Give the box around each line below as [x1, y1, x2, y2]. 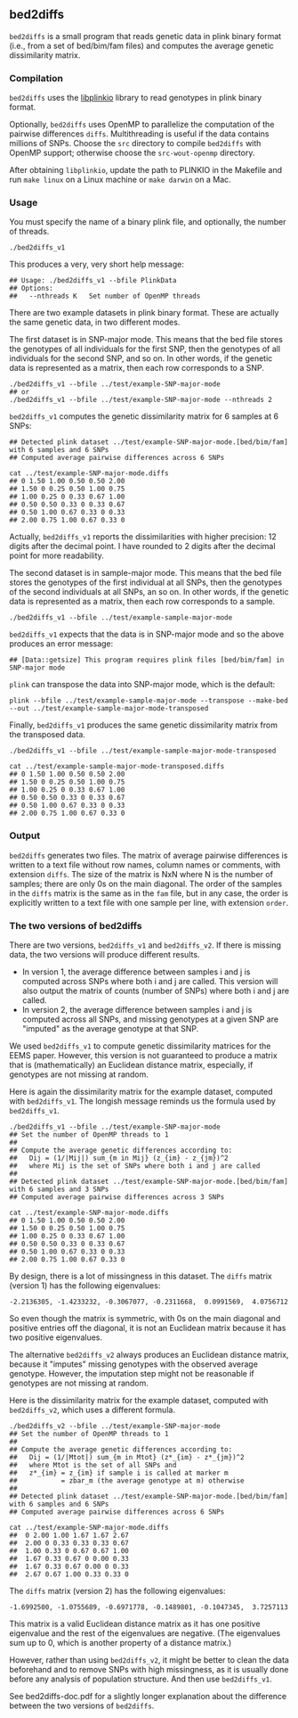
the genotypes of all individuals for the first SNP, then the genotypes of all [9, 343, 281, 355]
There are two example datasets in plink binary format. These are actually [9, 308, 279, 318]
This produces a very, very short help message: [9, 259, 184, 270]
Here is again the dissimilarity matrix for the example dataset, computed [9, 1087, 273, 1097]
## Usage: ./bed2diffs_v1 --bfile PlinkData [9, 276, 177, 285]
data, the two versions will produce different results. [9, 949, 200, 959]
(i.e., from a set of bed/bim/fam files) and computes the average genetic [9, 40, 274, 51]
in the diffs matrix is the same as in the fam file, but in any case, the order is [9, 887, 289, 899]
